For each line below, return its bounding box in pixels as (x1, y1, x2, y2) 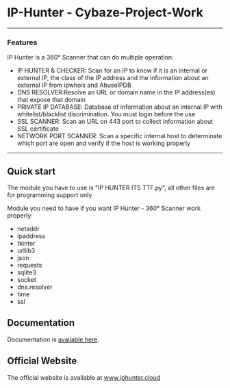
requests (16, 261, 42, 270)
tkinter (16, 240, 36, 248)
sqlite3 (16, 268, 36, 276)
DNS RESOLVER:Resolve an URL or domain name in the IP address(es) (16, 88, 216, 96)
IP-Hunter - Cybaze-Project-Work (7, 5, 203, 21)
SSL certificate (16, 125, 60, 133)
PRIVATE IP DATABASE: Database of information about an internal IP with (16, 103, 222, 111)
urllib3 (16, 246, 36, 255)
